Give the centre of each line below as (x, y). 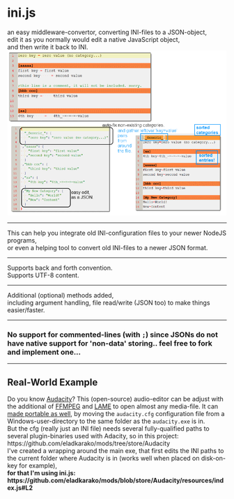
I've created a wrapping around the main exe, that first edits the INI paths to (116, 451)
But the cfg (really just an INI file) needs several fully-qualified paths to (109, 429)
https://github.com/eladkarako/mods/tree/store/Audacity (89, 443)
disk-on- (213, 459)
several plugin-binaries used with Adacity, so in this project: (93, 436)
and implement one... (44, 352)
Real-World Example (53, 382)
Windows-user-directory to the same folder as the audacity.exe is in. (106, 421)
